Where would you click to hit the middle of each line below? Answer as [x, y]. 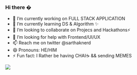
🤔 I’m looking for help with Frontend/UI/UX [56, 37]
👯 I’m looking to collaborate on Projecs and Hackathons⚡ [72, 30]
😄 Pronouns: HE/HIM [35, 50]
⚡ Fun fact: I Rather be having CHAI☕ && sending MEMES [72, 56]
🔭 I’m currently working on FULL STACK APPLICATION [69, 19]
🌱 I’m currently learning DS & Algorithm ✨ [56, 24]
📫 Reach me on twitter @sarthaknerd [52, 43]
